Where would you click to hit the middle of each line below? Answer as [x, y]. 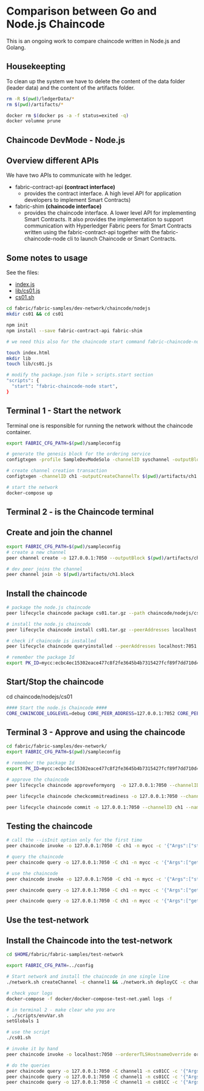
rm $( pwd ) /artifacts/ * [35, 105]
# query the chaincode [35, 857]
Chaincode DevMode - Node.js [66, 140]
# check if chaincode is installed [51, 641]
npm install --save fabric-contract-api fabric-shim [74, 331]
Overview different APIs [53, 161]
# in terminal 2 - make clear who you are [61, 1010]
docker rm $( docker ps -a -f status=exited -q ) [68, 116]
